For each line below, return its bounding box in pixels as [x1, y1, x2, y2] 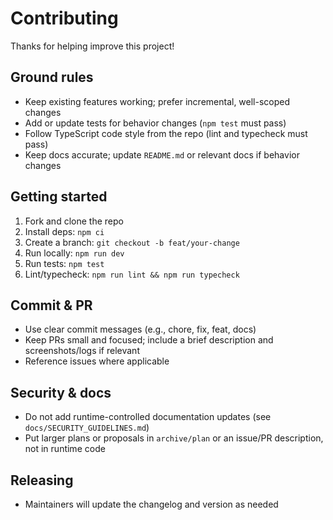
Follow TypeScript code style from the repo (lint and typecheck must [24, 127, 308, 139]
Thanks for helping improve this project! [10, 40, 175, 52]
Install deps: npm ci [24, 225, 105, 237]
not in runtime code [24, 443, 106, 455]
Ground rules [10, 69, 94, 86]
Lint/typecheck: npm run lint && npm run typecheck [24, 268, 240, 280]
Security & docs [10, 384, 112, 401]
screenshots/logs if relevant [24, 345, 140, 357]
